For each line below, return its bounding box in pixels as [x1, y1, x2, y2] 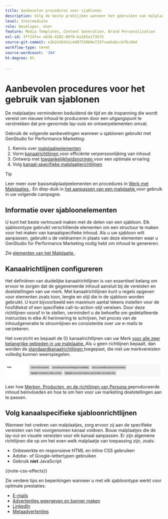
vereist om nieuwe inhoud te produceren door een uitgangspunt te [5, 115, 142, 121]
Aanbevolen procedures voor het [5, 83, 145, 94]
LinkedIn [12, 503, 30, 509]
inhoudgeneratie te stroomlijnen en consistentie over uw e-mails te [5, 320, 143, 326]
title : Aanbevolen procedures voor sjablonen [5, 8, 101, 13]
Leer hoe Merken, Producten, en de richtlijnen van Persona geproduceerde [5, 383, 160, 389]
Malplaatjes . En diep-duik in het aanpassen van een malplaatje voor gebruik [5, 186, 162, 192]
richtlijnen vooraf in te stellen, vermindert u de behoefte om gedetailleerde [5, 309, 158, 315]
